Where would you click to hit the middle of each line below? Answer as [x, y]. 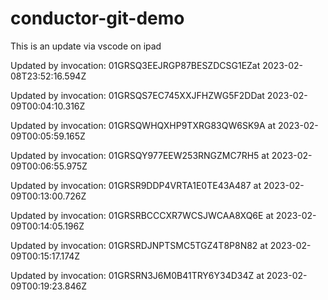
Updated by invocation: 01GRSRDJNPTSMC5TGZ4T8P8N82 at [139, 245]
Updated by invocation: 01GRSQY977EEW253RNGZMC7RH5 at [140, 155]
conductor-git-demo [97, 18]
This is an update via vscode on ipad [86, 46]
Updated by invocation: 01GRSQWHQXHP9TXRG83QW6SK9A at [143, 125]
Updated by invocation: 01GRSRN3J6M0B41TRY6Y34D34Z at [137, 275]
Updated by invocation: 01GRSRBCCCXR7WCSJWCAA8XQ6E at [142, 215]
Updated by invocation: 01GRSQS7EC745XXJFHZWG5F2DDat [137, 95]
